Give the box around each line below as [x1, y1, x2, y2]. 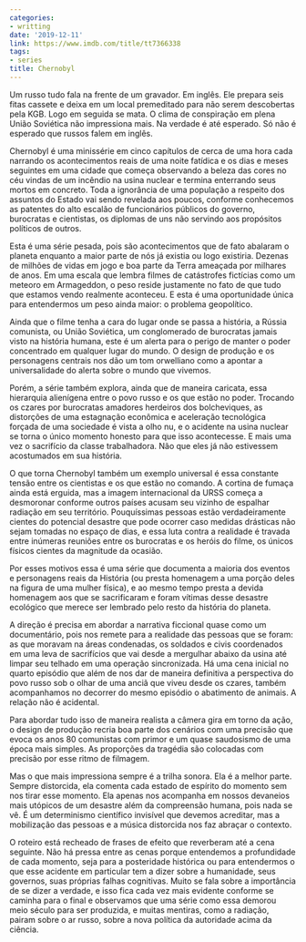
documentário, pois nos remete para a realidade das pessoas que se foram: [9, 629, 294, 640]
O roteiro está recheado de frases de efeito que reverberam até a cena [9, 836, 275, 847]
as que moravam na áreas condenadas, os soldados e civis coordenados [9, 639, 284, 650]
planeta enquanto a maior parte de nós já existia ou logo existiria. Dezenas [9, 250, 289, 261]
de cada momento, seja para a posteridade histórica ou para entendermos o [9, 855, 296, 866]
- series [9, 56, 43, 65]
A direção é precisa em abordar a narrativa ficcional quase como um [9, 619, 267, 630]
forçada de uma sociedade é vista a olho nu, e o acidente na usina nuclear [9, 421, 289, 432]
